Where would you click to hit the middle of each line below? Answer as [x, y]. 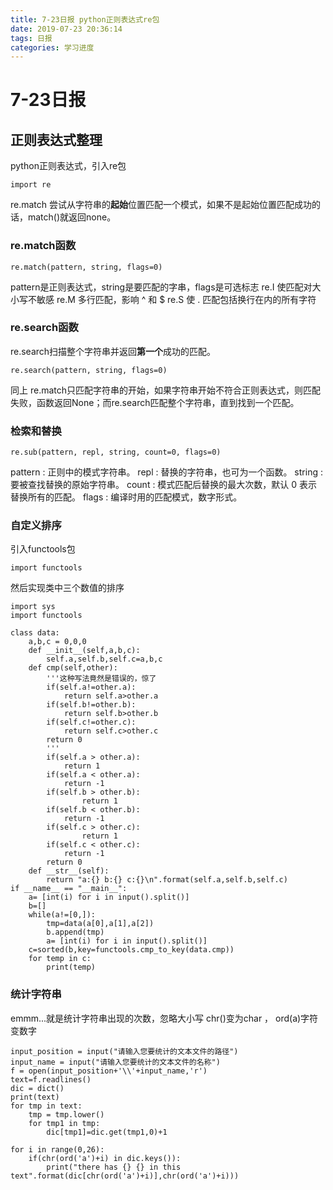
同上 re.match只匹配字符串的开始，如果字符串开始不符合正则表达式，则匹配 [166, 390]
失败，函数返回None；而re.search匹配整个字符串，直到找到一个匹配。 [155, 402]
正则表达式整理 [56, 139]
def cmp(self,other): [73, 668]
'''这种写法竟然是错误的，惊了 [101, 679]
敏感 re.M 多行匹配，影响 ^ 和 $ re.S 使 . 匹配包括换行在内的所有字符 [176, 299]
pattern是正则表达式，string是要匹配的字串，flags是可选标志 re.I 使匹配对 [161, 287]
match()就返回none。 [72, 217]
